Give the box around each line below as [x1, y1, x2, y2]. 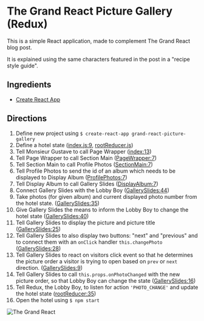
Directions [7, 114, 47, 124]
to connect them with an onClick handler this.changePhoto [15, 238, 163, 246]
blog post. [7, 44, 32, 51]
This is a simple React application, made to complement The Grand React [7, 37, 191, 44]
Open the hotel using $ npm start [15, 296, 100, 303]
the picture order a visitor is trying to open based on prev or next [15, 257, 178, 265]
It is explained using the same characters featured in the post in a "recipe [7, 55, 190, 63]
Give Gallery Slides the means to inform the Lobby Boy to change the [15, 205, 189, 213]
